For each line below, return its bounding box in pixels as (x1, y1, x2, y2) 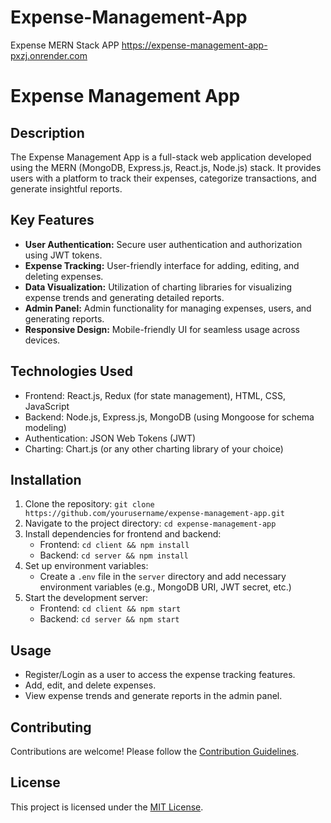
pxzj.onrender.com (10, 49, 88, 61)
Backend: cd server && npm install (39, 549, 189, 561)
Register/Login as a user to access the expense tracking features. (24, 669, 296, 681)
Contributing (10, 719, 92, 736)
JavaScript (24, 400, 70, 412)
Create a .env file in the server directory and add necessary (39, 571, 287, 583)
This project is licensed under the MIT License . (10, 801, 204, 813)
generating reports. (24, 312, 105, 325)
